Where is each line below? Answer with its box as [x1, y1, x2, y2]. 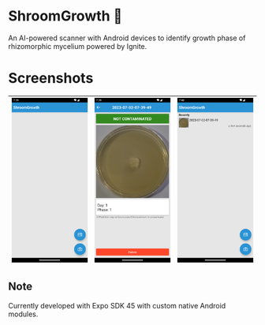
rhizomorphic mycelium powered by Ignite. [8, 41, 147, 50]
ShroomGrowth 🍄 [8, 7, 123, 25]
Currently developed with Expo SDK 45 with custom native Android [8, 301, 226, 310]
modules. [8, 309, 39, 319]
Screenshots [8, 69, 94, 88]
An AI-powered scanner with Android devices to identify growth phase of [8, 33, 246, 43]
